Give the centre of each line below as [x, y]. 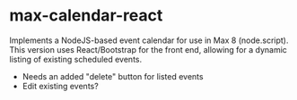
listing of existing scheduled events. [76, 59]
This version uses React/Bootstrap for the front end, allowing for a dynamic [148, 49]
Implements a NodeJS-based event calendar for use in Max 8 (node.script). [149, 40]
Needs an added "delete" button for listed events [113, 76]
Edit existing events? [60, 86]
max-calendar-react [86, 16]
